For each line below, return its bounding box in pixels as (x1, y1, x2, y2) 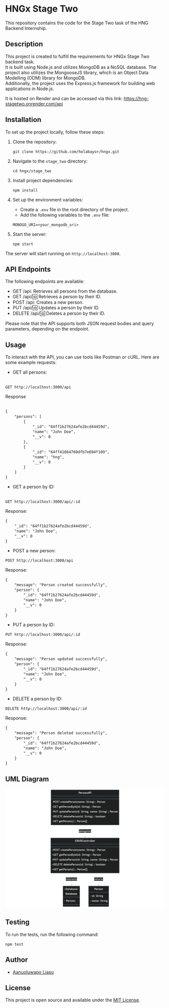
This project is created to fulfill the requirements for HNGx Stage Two (5, 53, 150, 59)
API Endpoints (5, 265, 51, 273)
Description (5, 40, 43, 49)
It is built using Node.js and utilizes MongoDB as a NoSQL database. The (5, 64, 157, 70)
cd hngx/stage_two (12, 168, 52, 174)
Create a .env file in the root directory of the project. (20, 206, 129, 213)
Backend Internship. (5, 25, 47, 31)
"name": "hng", (32, 455, 65, 460)
